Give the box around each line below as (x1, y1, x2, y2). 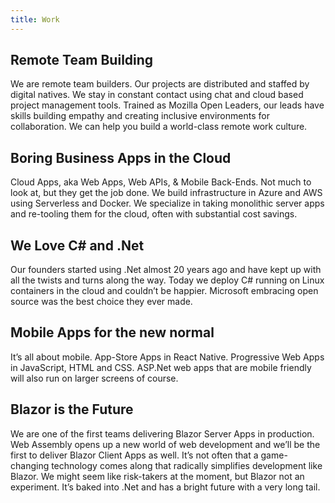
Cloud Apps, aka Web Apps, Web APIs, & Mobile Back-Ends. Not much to (10, 176, 312, 188)
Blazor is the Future (10, 401, 134, 418)
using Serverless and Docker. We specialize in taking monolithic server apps (10, 197, 325, 210)
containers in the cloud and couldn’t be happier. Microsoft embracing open (10, 285, 319, 297)
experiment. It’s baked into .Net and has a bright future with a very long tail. (10, 481, 321, 493)
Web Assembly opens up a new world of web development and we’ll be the (10, 438, 321, 450)
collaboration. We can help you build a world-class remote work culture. (10, 121, 308, 133)
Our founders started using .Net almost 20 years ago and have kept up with (10, 264, 322, 276)
